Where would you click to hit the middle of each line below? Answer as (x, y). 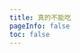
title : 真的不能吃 (40, 18)
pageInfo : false (40, 26)
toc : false (30, 34)
